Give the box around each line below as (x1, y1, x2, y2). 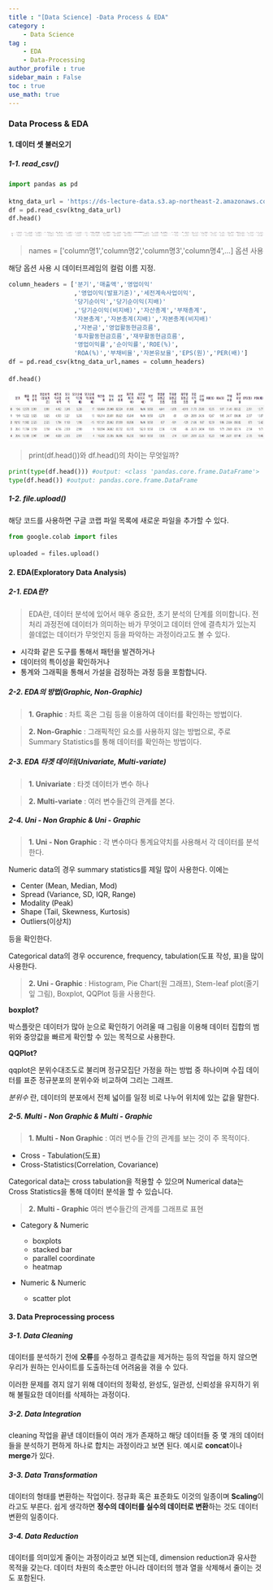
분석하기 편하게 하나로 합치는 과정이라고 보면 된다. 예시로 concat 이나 (23, 1441, 243, 1451)
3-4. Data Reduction (8, 1531, 79, 1540)
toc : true (8, 81, 45, 90)
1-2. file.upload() (8, 493, 67, 504)
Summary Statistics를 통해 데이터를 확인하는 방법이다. (28, 737, 201, 747)
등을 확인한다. (8, 933, 53, 944)
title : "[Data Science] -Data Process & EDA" (8, 13, 169, 21)
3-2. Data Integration (8, 1408, 81, 1418)
